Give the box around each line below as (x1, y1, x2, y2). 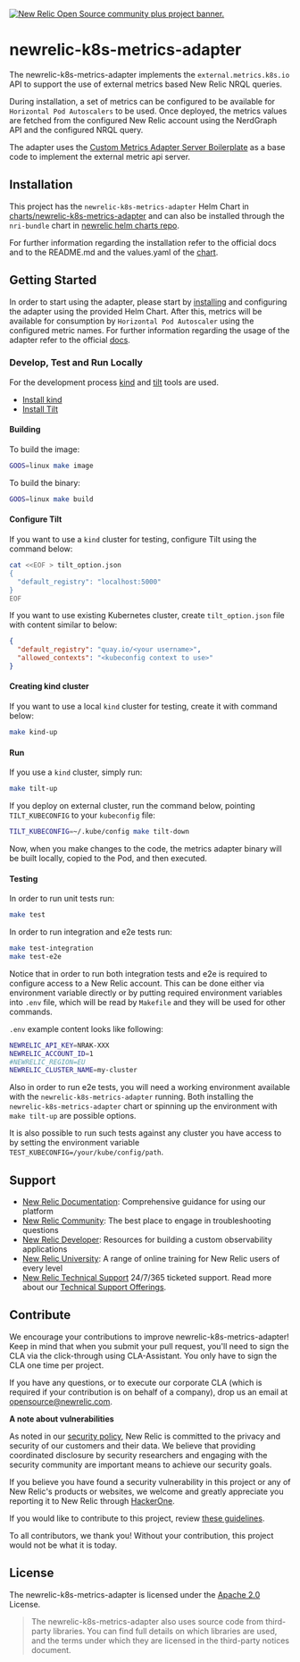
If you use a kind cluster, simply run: (9, 767, 143, 777)
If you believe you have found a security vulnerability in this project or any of (9, 1476, 291, 1487)
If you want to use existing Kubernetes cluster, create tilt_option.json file (9, 610, 285, 621)
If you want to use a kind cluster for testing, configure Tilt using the (9, 534, 257, 545)
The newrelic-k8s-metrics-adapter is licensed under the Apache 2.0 (9, 1589, 261, 1599)
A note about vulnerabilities (9, 1413, 114, 1424)
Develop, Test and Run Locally (9, 357, 143, 369)
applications (21, 1244, 68, 1255)
